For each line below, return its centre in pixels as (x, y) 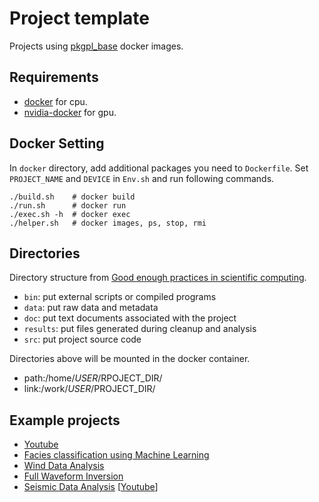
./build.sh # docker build (72, 197)
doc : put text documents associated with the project (130, 318)
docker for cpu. (55, 101)
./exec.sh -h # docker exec (70, 214)
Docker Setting (57, 143)
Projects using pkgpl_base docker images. (96, 46)
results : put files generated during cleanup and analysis (140, 329)
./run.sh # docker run (68, 205)
